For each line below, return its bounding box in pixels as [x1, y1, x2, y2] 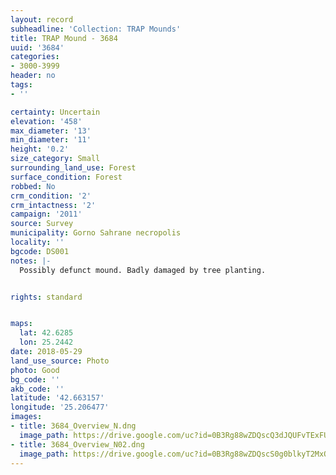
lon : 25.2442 [19, 337, 74, 348]
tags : [10, 80, 33, 90]
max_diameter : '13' [10, 126, 92, 136]
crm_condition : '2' [10, 191, 92, 201]
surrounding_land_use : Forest [10, 163, 137, 173]
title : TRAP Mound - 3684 [10, 33, 118, 43]
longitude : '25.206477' [10, 402, 110, 413]
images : [10, 412, 43, 422]
